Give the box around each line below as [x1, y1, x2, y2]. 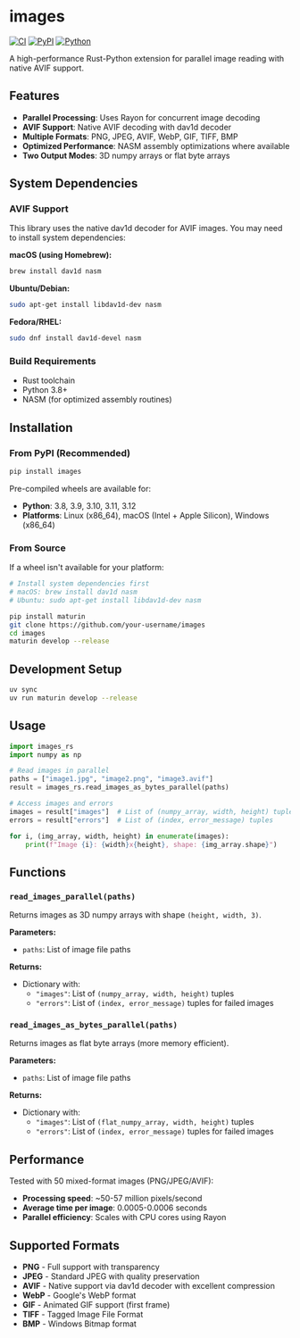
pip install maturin [9, 611, 87, 621]
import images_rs [9, 742, 74, 751]
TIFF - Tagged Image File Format [21, 1309, 144, 1320]
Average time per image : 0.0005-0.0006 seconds [21, 1202, 208, 1213]
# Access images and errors [9, 799, 114, 809]
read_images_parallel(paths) [9, 891, 137, 902]
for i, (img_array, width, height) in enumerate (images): [9, 832, 229, 841]
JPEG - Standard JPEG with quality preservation [21, 1271, 200, 1282]
